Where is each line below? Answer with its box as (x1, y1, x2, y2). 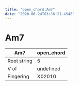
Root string (7, 58, 32, 64)
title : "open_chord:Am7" (5, 7, 55, 12)
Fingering (7, 73, 30, 80)
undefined (37, 65, 61, 72)
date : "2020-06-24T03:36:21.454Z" (5, 12, 75, 16)
